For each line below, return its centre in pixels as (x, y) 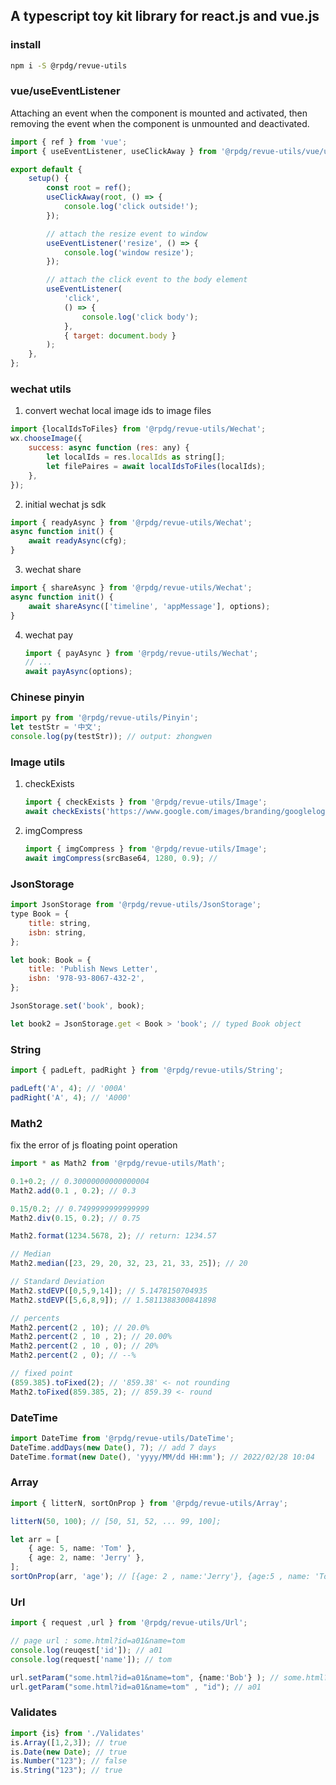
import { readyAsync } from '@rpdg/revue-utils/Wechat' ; (131, 522)
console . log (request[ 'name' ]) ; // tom (91, 1659)
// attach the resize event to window (127, 234)
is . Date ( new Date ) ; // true (69, 1752)
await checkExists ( (65, 812)
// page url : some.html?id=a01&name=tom (98, 1641)
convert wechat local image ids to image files (118, 411)
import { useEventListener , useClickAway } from (113, 151)
